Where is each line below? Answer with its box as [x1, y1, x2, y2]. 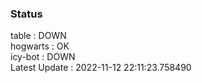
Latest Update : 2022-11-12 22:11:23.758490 [10, 62, 192, 74]
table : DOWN [10, 30, 67, 42]
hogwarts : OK [10, 40, 70, 52]
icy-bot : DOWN [10, 51, 76, 63]
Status [10, 7, 43, 21]
